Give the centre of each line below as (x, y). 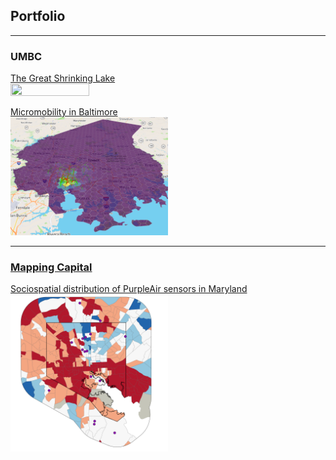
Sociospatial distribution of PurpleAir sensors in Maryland (129, 289)
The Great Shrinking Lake (63, 78)
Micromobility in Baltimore (64, 112)
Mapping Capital (51, 267)
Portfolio (38, 16)
